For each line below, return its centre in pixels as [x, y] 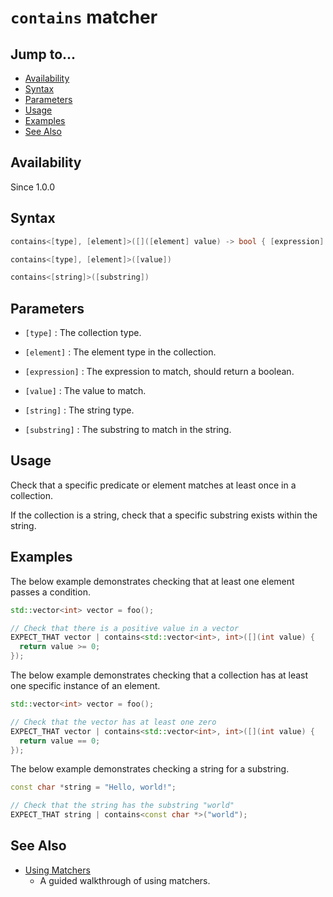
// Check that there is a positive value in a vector [125, 628]
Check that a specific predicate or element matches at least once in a [153, 485]
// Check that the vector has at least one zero [113, 722]
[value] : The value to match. [85, 391]
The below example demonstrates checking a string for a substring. [150, 769]
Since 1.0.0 [33, 187]
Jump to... [43, 54]
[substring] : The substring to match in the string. [128, 430]
